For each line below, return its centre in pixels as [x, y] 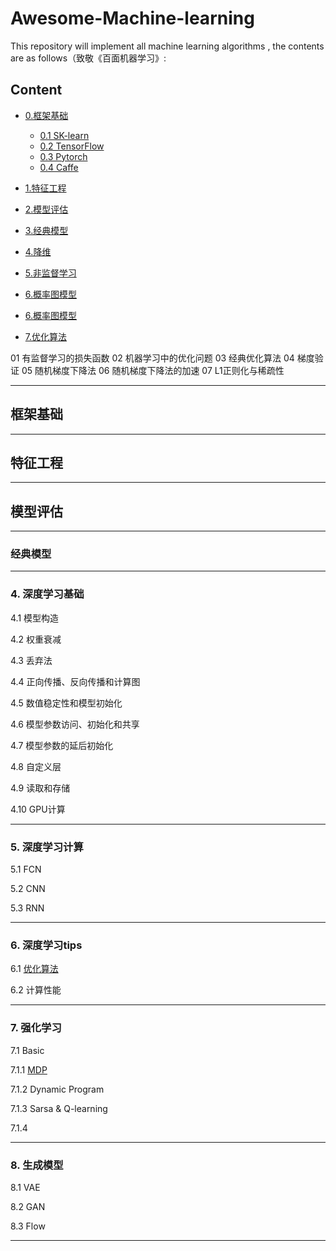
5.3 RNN [27, 908]
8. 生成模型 [37, 1165]
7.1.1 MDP [29, 1069]
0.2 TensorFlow [72, 146]
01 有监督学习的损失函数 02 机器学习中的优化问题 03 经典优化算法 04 [152, 358]
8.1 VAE [25, 1187]
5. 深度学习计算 [47, 847]
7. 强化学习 [36, 1028]
